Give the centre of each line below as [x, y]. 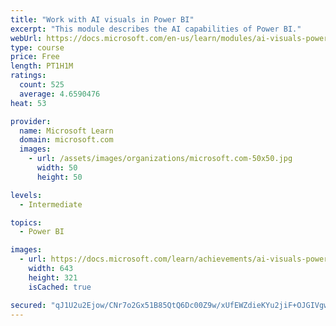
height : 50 [59, 177]
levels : [26, 195]
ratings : [28, 76]
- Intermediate [51, 204]
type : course [37, 47]
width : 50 [57, 168]
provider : [31, 121]
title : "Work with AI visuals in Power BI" [102, 19]
